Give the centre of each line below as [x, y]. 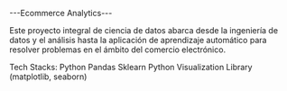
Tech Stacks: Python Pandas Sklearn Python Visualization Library [131, 67]
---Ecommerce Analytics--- [61, 13]
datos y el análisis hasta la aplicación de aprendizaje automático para [138, 40]
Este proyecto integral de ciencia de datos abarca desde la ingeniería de [143, 30]
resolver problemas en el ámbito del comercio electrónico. [118, 50]
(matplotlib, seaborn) [48, 77]
